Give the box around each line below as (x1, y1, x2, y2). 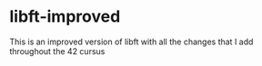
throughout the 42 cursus (9, 45, 106, 56)
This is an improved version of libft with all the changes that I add (9, 36, 254, 47)
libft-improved (9, 6, 121, 27)
